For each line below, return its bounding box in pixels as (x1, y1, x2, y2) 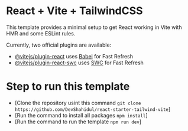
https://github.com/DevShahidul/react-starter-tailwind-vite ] (14, 105, 171, 113)
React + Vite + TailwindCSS (6, 4, 143, 18)
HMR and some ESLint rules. (6, 30, 76, 37)
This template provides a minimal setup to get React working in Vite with (6, 24, 182, 31)
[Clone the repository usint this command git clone (14, 99, 141, 106)
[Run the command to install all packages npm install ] (14, 112, 148, 119)
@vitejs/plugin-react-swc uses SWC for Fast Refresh (14, 59, 144, 66)
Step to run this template (6, 80, 130, 93)
